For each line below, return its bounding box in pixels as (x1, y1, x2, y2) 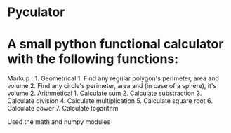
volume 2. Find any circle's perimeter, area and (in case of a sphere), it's (7, 82, 217, 90)
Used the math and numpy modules (7, 118, 111, 126)
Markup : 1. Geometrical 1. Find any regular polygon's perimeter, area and (7, 74, 220, 83)
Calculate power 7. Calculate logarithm (7, 104, 119, 113)
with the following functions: (7, 51, 179, 67)
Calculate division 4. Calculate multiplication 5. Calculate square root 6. (7, 97, 213, 105)
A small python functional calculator (7, 36, 224, 52)
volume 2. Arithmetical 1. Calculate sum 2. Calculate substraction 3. (7, 89, 202, 98)
